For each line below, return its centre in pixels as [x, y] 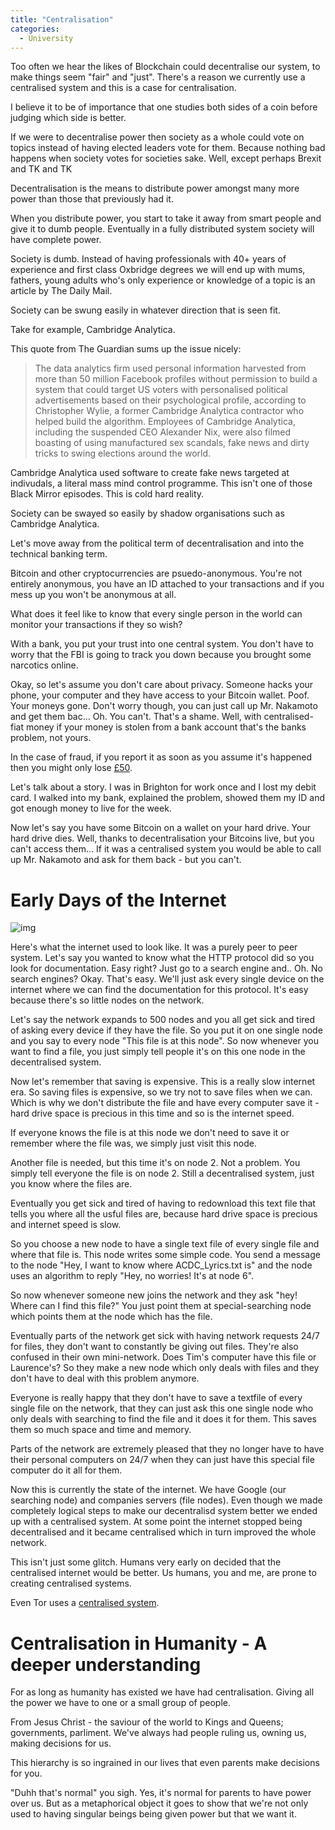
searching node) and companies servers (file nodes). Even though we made [166, 1500]
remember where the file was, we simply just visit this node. [133, 1143]
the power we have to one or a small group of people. [120, 1703]
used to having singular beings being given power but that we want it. [153, 1814]
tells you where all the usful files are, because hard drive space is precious [164, 1214]
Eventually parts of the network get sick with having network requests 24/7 [165, 1336]
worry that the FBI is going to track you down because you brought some [161, 655]
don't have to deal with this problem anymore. [105, 1378]
